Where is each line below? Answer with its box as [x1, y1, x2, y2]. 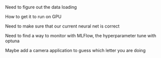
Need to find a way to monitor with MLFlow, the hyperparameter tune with [5, 33, 157, 38]
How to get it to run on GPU [5, 14, 62, 19]
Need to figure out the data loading [5, 4, 77, 10]
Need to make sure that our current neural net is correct [5, 23, 120, 29]
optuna [5, 38, 20, 44]
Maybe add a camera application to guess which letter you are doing [5, 48, 146, 53]
